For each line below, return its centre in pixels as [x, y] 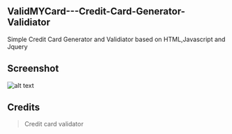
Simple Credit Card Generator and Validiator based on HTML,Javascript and [116, 39]
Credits [24, 107]
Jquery [17, 46]
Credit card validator [54, 124]
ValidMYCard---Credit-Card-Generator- [96, 12]
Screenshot [33, 69]
